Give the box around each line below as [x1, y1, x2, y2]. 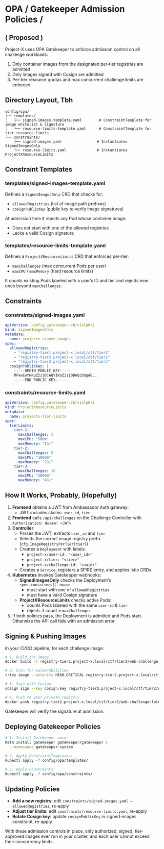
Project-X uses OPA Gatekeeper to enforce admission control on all [5, 47, 140, 52]
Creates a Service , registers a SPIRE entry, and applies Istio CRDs [19, 567, 152, 573]
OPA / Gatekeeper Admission [5, 3, 125, 15]
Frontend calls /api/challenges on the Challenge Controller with [12, 515, 142, 521]
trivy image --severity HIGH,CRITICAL [5, 673, 84, 677]
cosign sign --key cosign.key [5, 686, 67, 691]
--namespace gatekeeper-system [9, 745, 73, 749]
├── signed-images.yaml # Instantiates [14, 139, 128, 144]
